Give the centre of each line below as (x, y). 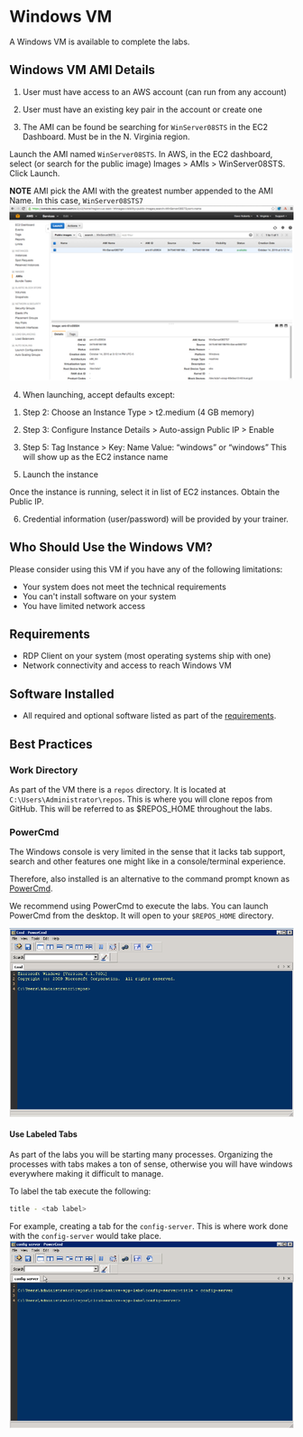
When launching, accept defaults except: (99, 394)
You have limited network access (84, 606)
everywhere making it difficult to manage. (87, 1174)
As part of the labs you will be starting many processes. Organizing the (141, 1155)
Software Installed (62, 694)
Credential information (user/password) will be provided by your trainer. (155, 519)
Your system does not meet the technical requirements (124, 587)
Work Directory (44, 770)
